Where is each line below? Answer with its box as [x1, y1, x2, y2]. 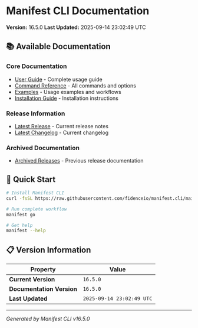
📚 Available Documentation [6, 41, 111, 51]
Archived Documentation [6, 144, 80, 152]
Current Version [9, 275, 55, 284]
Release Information [6, 109, 65, 118]
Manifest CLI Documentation [6, 4, 150, 18]
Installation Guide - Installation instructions [14, 95, 119, 102]
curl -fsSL [6, 195, 33, 202]
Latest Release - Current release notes [14, 122, 109, 129]
